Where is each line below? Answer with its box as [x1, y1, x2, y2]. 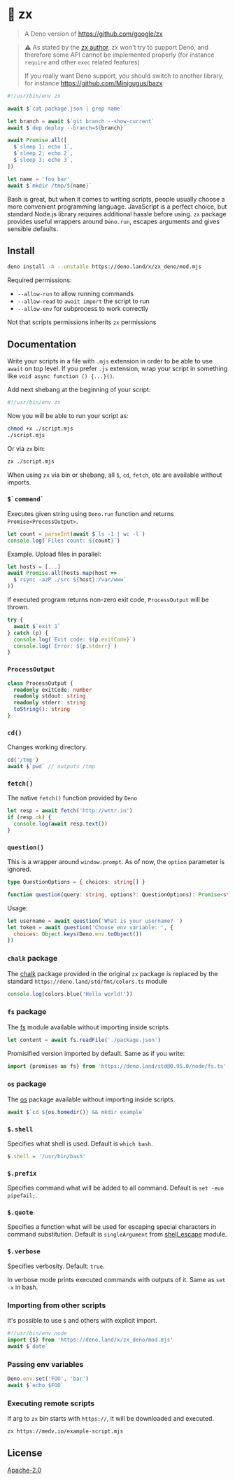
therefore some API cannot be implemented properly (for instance [24, 50, 215, 59]
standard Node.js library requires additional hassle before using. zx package [7, 209, 227, 218]
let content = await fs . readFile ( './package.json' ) [7, 1036, 161, 1043]
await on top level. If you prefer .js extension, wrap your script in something [7, 364, 228, 373]
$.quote [7, 1209, 34, 1217]
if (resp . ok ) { [7, 814, 52, 821]
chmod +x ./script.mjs [7, 425, 73, 432]
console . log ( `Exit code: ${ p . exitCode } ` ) [13, 636, 136, 643]
